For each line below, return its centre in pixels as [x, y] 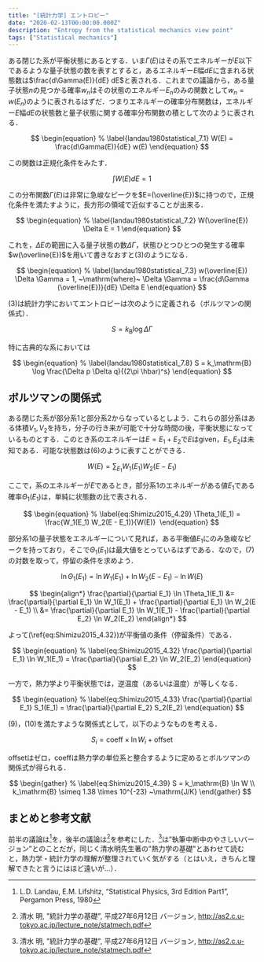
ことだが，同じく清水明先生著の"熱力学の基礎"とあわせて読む [145, 849]
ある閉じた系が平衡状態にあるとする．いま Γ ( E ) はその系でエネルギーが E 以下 [130, 61]
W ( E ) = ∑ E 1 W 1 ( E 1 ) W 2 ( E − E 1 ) [132, 468]
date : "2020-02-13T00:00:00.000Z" [65, 23]
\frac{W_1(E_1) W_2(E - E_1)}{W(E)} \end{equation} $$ [132, 522]
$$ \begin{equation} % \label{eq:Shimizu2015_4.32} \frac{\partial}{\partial [132, 651]
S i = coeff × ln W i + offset [132, 740]
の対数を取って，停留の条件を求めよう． [73, 561]
